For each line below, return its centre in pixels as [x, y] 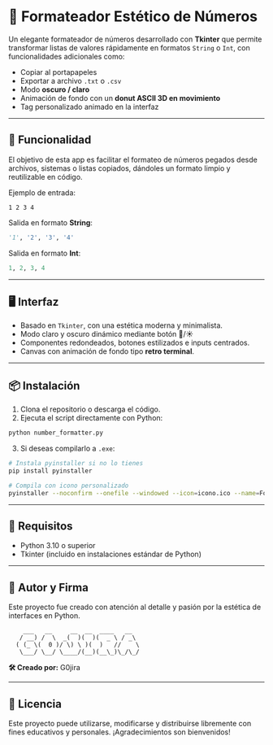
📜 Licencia [35, 704]
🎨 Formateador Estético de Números [133, 17]
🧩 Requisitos [41, 526]
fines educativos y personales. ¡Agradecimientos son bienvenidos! [120, 732]
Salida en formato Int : [45, 253]
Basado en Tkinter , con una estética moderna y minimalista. [121, 325]
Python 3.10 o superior [58, 546]
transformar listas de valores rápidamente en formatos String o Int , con [129, 47]
